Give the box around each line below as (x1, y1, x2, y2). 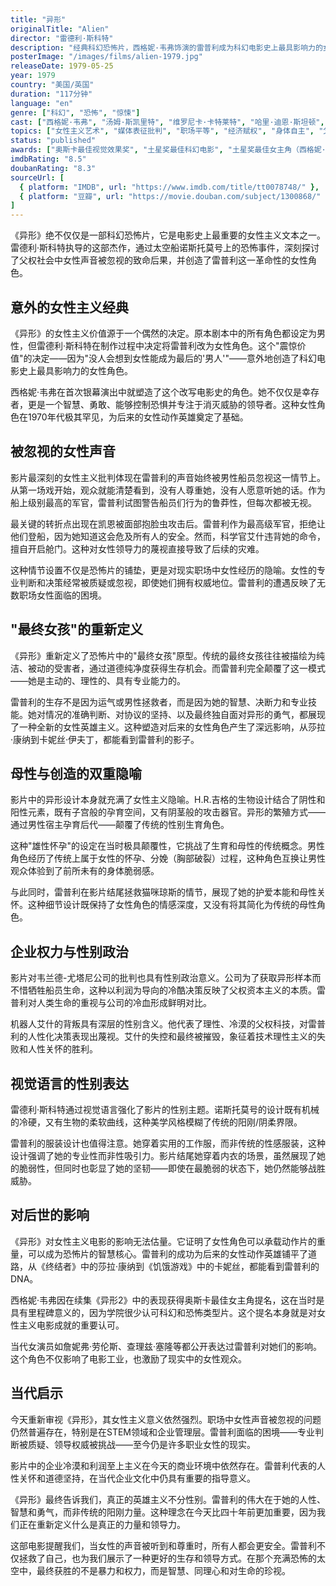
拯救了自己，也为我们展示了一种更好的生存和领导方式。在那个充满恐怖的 (18, 1552, 317, 1564)
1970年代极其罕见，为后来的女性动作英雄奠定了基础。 (27, 411, 249, 423)
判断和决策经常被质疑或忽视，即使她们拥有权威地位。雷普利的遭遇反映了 (18, 576, 317, 588)
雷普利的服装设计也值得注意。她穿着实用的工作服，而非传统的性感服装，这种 (10, 1137, 326, 1149)
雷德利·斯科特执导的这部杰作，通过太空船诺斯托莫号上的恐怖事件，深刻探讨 (10, 242, 320, 254)
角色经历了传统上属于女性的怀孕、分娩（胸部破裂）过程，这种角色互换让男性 (10, 852, 326, 865)
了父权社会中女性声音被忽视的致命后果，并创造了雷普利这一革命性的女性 (10, 254, 308, 266)
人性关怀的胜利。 (27, 1043, 98, 1055)
